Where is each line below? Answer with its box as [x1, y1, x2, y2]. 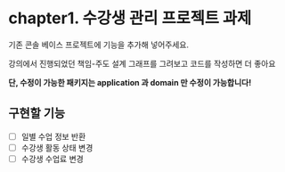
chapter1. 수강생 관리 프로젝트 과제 [8, 8, 252, 29]
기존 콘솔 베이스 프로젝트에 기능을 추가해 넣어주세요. [8, 39, 189, 50]
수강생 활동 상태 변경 [20, 142, 94, 152]
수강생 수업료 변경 [20, 153, 84, 164]
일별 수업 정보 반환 [20, 131, 86, 142]
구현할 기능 [8, 106, 66, 121]
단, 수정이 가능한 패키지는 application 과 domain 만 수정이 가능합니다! [8, 77, 252, 87]
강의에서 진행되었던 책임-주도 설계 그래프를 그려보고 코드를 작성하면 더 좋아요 [8, 58, 276, 69]
